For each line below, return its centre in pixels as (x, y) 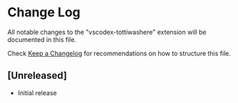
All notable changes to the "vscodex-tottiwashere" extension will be (107, 32)
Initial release (37, 92)
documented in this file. (42, 39)
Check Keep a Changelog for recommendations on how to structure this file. (119, 53)
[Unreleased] (37, 76)
